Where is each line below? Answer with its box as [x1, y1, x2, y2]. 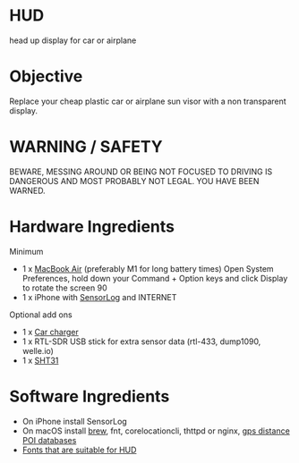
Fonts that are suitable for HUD [21, 444, 137, 455]
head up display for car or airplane [9, 35, 137, 46]
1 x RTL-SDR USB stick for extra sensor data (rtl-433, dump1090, [21, 336, 261, 347]
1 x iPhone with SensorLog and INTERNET [21, 291, 177, 302]
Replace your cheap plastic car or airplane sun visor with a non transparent [9, 96, 286, 106]
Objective [9, 66, 83, 87]
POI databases [21, 434, 77, 445]
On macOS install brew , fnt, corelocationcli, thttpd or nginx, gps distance [21, 425, 291, 436]
